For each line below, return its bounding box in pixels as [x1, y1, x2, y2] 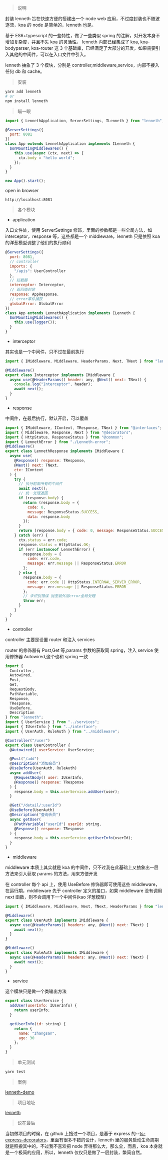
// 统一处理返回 [18, 491, 48, 496]
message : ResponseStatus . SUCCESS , [27, 509, 99, 514]
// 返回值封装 [9, 287, 35, 292]
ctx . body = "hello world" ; [18, 155, 75, 160]
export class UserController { [5, 743, 70, 748]
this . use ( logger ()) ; [14, 320, 57, 325]
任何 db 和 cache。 [5, 68, 45, 74]
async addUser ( [9, 770, 41, 775]
